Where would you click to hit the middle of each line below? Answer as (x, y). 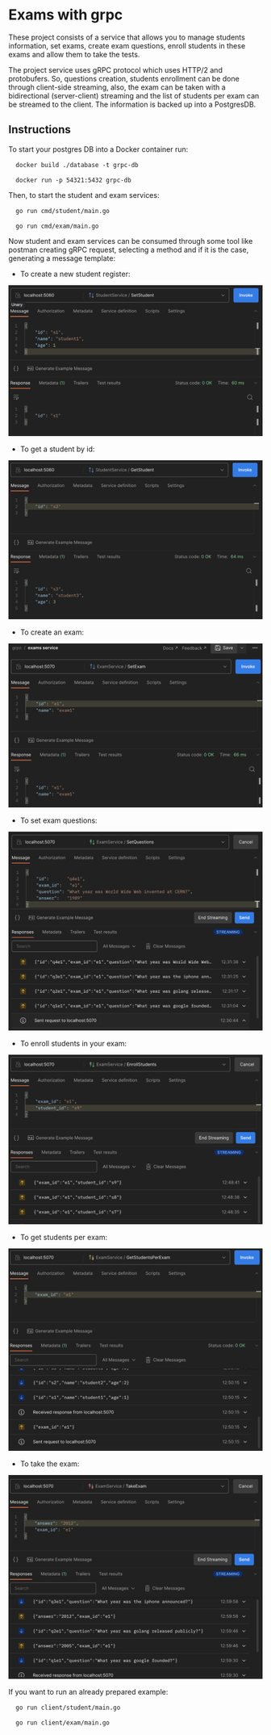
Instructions (40, 130)
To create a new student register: (75, 274)
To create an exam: (52, 632)
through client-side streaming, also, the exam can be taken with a (117, 87)
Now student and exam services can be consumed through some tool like (131, 241)
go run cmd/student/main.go (63, 211)
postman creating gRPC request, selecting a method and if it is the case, (129, 249)
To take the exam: (50, 1464)
